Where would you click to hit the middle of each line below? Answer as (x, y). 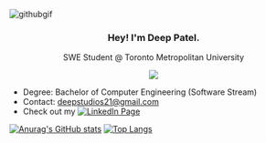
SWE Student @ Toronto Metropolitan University (154, 57)
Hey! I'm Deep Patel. (154, 37)
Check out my (49, 112)
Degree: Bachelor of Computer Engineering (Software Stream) (140, 92)
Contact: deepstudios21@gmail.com (91, 102)
